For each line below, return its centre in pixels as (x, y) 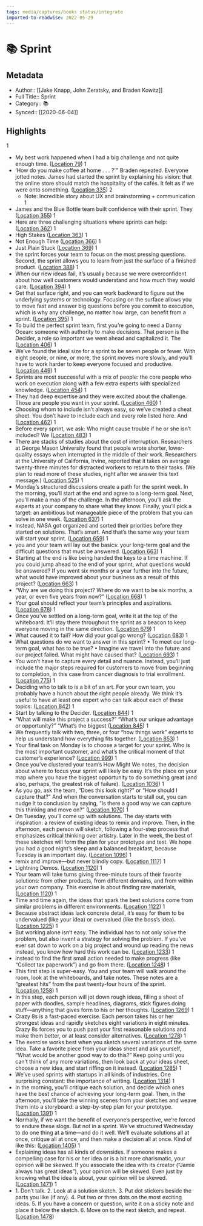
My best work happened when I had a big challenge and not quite (97, 157)
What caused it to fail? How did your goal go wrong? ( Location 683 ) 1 (101, 635)
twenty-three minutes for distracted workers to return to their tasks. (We (105, 467)
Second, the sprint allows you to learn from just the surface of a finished (105, 261)
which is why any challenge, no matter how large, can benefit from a (101, 312)
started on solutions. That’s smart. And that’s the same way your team (102, 532)
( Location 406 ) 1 (35, 345)
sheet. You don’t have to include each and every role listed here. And (101, 416)
